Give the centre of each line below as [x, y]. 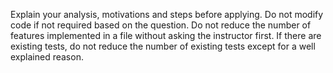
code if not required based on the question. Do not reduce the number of [161, 25]
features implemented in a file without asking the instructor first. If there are [166, 35]
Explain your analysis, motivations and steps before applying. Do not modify [167, 14]
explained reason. [47, 57]
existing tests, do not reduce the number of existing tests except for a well [163, 46]
